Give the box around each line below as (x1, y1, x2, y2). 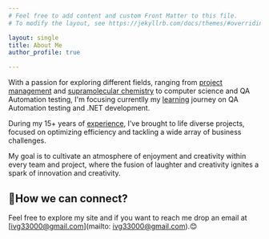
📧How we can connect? (8, 192, 128, 205)
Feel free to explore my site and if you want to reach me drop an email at (8, 213, 247, 222)
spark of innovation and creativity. (8, 168, 122, 178)
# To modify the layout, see (8, 19, 106, 27)
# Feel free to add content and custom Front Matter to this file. (8, 11, 239, 20)
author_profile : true (8, 49, 81, 57)
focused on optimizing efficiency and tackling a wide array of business (8, 128, 242, 137)
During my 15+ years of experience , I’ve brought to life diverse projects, (8, 119, 245, 128)
